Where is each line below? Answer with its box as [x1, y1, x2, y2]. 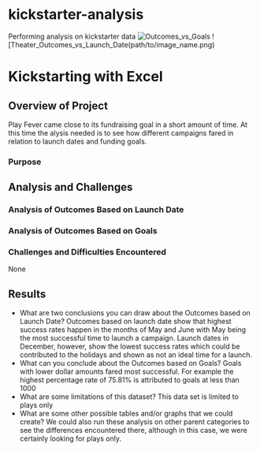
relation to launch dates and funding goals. [8, 136, 147, 146]
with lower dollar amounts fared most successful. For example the [19, 367, 234, 376]
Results [8, 287, 46, 300]
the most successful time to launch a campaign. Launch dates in [19, 334, 229, 343]
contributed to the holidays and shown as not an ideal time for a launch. [19, 350, 253, 360]
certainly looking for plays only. [19, 434, 122, 443]
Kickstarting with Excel [8, 68, 163, 86]
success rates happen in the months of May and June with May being [19, 325, 247, 334]
